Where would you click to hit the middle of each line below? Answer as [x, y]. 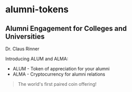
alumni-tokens [37, 10]
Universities [25, 36]
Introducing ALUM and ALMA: [37, 59]
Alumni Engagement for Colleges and [66, 29]
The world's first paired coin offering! [57, 84]
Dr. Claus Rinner [22, 49]
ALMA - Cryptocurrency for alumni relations [59, 74]
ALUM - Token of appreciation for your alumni [61, 69]
